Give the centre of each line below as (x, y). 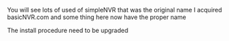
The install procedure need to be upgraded (68, 30)
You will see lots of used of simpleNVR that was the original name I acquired (115, 10)
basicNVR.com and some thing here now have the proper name (97, 17)
